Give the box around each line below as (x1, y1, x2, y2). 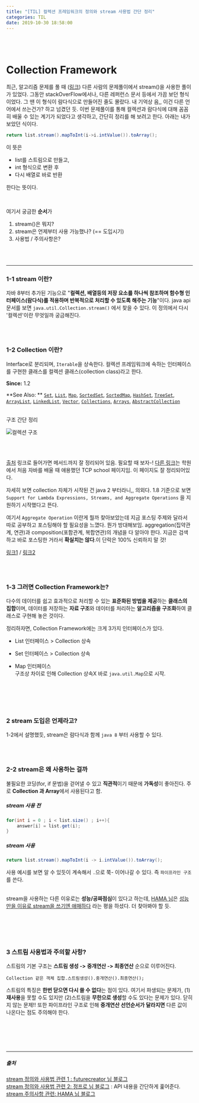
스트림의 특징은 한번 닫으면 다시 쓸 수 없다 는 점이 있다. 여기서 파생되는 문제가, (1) (6, 987, 191, 994)
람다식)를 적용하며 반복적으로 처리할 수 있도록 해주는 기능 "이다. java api (27, 297, 191, 304)
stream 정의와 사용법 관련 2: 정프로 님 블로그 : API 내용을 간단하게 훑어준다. (6, 1083, 181, 1090)
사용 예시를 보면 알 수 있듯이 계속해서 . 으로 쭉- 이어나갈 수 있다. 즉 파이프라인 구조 (6, 869, 192, 876)
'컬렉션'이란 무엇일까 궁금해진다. (6, 312, 81, 319)
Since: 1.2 (6, 380, 31, 387)
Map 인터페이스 (14, 662, 52, 670)
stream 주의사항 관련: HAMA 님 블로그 (6, 1091, 96, 1098)
